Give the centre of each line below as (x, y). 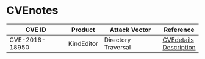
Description (179, 47)
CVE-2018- (27, 40)
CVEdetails (178, 40)
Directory (117, 40)
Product (83, 29)
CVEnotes (32, 11)
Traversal (117, 47)
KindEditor (83, 43)
